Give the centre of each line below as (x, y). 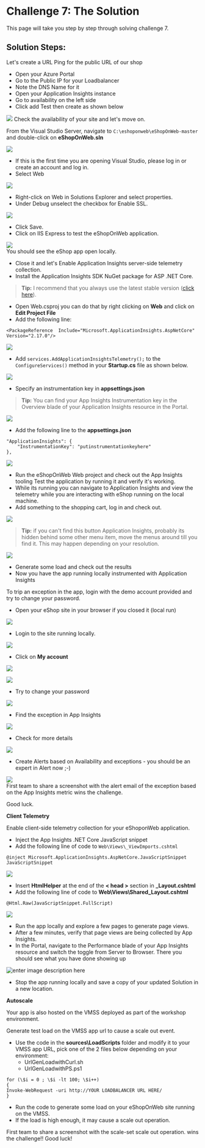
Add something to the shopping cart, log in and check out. (88, 507)
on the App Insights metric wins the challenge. (65, 792)
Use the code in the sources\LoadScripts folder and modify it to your (103, 1042)
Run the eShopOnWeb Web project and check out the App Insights (99, 474)
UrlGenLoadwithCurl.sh (54, 1062)
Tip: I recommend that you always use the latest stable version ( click (108, 288)
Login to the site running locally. (55, 633)
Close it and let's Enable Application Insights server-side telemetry (99, 263)
